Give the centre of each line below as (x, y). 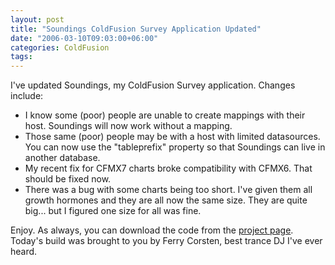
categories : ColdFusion (60, 47)
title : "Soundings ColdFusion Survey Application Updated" (136, 29)
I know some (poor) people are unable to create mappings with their (165, 115)
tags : (21, 57)
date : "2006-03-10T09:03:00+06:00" (84, 38)
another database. (62, 158)
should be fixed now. (68, 179)
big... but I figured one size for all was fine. (113, 211)
